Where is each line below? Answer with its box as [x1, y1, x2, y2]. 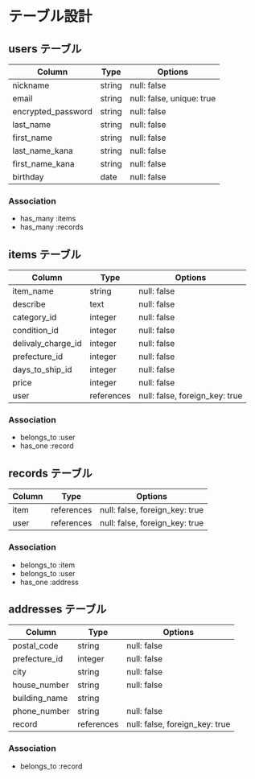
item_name [12, 286, 54, 297]
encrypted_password [12, 106, 93, 117]
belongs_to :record [19, 761, 83, 771]
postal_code [12, 641, 59, 652]
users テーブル [8, 42, 82, 56]
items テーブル [8, 247, 82, 262]
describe [12, 299, 46, 310]
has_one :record [19, 441, 74, 451]
